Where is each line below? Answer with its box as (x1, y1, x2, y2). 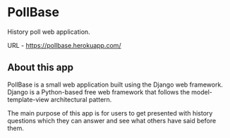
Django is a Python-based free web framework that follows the (7, 87, 190, 96)
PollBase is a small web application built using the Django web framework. (7, 80, 224, 89)
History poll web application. (7, 27, 90, 36)
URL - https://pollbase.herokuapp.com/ (7, 41, 121, 49)
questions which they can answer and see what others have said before (7, 116, 217, 125)
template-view (7, 95, 49, 103)
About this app (7, 61, 74, 74)
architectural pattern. (50, 95, 112, 103)
